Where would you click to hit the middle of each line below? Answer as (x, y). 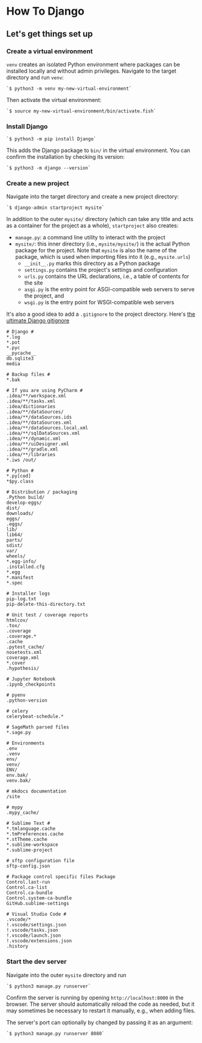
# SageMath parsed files (38, 727)
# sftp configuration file (40, 861)
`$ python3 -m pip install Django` (51, 139)
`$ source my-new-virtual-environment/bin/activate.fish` (81, 111)
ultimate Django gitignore (38, 321)
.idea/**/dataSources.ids (39, 417)
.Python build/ (26, 498)
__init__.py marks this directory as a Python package (92, 263)
